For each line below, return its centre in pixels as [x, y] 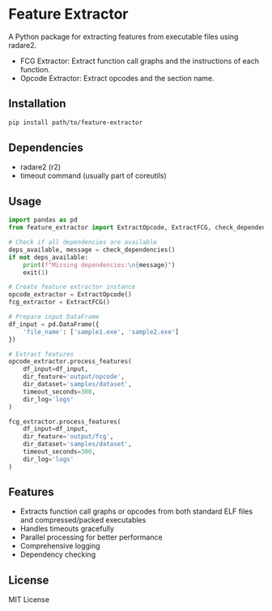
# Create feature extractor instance [72, 287]
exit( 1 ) [36, 273]
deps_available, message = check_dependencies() [92, 250]
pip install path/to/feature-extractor [76, 123]
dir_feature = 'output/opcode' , [74, 377]
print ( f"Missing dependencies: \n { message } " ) [99, 265]
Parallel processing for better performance [91, 537]
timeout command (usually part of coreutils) [93, 176]
